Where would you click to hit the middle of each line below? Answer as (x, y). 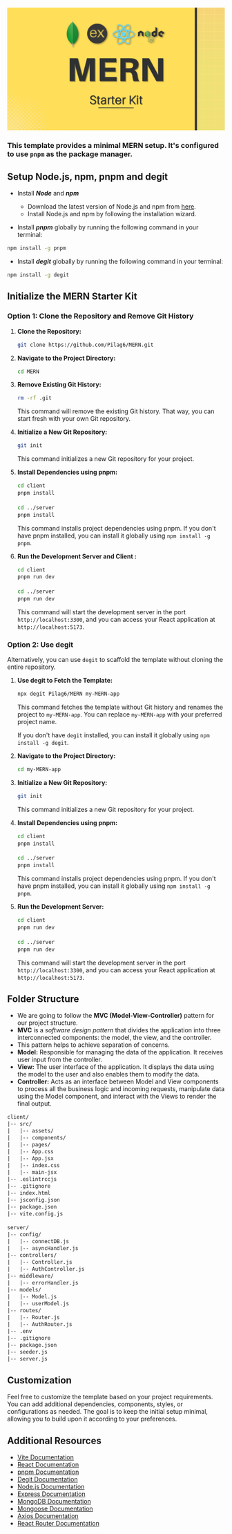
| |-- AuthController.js (46, 1269)
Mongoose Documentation (55, 1509)
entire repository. (32, 667)
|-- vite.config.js (35, 1214)
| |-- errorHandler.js (43, 1283)
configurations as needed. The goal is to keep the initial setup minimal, (108, 1412)
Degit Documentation (47, 1479)
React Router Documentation (58, 1524)
